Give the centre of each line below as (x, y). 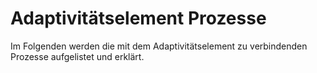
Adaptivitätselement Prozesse (138, 18)
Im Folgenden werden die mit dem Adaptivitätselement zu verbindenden (159, 46)
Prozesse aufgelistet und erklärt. (77, 56)
